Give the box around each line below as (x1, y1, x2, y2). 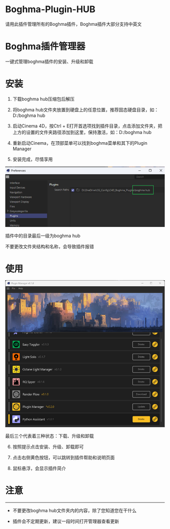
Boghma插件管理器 (5, 41, 86, 52)
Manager (12, 146, 32, 152)
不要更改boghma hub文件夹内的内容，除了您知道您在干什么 (12, 507, 137, 513)
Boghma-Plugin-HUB (5, 4, 96, 15)
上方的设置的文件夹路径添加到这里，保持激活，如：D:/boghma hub (12, 129, 152, 135)
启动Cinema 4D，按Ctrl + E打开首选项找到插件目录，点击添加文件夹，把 (12, 123, 163, 129)
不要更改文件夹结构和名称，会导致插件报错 (5, 243, 94, 249)
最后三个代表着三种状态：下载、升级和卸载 (5, 433, 94, 439)
